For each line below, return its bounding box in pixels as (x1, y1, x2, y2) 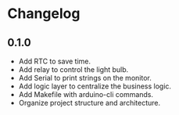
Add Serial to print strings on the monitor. (18, 74, 152, 82)
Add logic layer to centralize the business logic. (18, 81, 172, 91)
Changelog (7, 5, 81, 23)
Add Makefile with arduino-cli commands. (18, 90, 154, 99)
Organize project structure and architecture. (18, 99, 161, 107)
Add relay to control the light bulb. (18, 65, 129, 74)
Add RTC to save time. (18, 56, 91, 66)
